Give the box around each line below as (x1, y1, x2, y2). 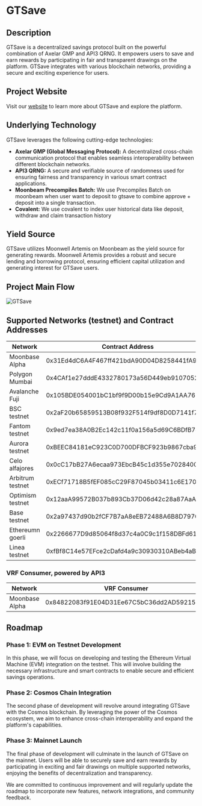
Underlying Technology (6, 120, 97, 130)
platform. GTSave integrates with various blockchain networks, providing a (6, 63, 191, 70)
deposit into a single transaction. (14, 199, 96, 206)
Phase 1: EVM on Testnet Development (6, 640, 121, 649)
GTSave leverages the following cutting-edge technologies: (6, 136, 153, 143)
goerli (9, 534, 26, 542)
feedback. (6, 793, 31, 801)
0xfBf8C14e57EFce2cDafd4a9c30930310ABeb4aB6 (46, 547, 200, 555)
